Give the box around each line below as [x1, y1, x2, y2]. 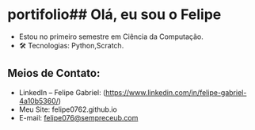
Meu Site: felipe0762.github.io [18, 105, 118, 114]
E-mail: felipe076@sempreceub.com [18, 113, 139, 122]
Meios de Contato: [7, 67, 101, 80]
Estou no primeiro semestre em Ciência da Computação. [18, 32, 204, 41]
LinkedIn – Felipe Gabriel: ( [18, 87, 106, 97]
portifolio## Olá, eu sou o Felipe [7, 6, 222, 24]
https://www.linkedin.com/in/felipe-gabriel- [105, 87, 247, 97]
